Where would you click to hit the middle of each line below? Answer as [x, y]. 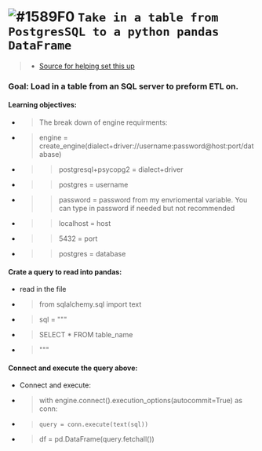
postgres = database [92, 254]
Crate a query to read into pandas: [65, 271]
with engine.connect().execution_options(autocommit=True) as [141, 401]
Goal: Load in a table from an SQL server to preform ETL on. [124, 86]
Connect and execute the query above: [73, 368]
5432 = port [78, 238]
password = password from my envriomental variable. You [153, 200]
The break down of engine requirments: [103, 122]
